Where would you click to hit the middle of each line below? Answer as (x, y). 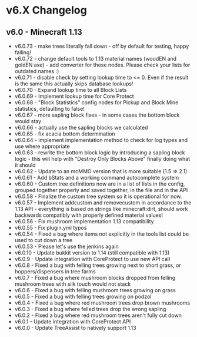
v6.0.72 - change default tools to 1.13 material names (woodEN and (96, 59)
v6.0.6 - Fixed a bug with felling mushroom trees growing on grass (95, 290)
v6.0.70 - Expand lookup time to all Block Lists (71, 90)
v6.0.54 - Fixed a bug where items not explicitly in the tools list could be (102, 234)
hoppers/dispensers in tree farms (55, 271)
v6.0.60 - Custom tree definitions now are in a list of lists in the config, (100, 184)
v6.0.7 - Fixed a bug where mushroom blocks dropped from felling (95, 278)
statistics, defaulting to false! (50, 109)
